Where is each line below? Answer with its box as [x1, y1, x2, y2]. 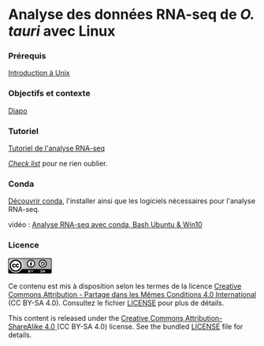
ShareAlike [8, 322, 43, 331]
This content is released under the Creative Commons [8, 313, 184, 322]
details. [8, 329, 32, 340]
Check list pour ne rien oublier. [8, 159, 108, 169]
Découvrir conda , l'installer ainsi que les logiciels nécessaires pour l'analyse [8, 196, 256, 206]
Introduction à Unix [8, 69, 70, 78]
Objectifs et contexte [8, 88, 91, 99]
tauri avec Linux [8, 22, 116, 40]
